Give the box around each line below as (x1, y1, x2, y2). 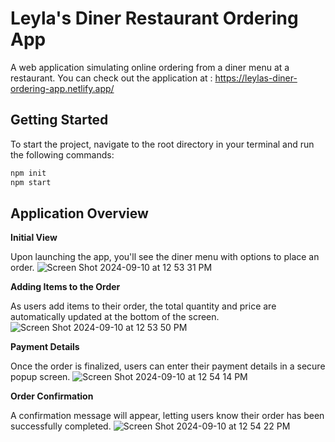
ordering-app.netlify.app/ (10, 82, 115, 94)
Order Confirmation (10, 390, 94, 402)
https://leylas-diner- (214, 72, 298, 84)
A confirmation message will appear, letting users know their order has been (10, 410, 325, 422)
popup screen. (10, 371, 71, 383)
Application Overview (10, 205, 149, 222)
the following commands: (10, 148, 115, 161)
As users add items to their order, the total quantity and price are (10, 300, 277, 312)
